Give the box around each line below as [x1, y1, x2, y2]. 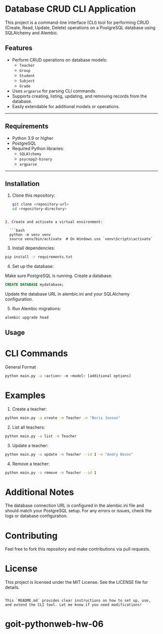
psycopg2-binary [19, 157, 52, 162]
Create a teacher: [12, 406, 47, 412]
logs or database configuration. [5, 513, 68, 519]
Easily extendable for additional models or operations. [12, 103, 120, 109]
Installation [5, 179, 40, 188]
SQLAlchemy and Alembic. [5, 30, 59, 36]
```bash [9, 228, 25, 233]
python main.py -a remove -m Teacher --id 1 [5, 470, 97, 475]
